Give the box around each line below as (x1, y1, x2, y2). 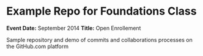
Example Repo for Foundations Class (6, 4, 197, 18)
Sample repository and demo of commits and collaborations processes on (6, 36, 193, 43)
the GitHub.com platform (6, 43, 69, 50)
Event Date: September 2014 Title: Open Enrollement (6, 24, 141, 32)
